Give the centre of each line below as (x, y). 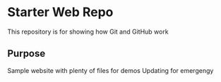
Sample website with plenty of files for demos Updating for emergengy (110, 70)
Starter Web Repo (60, 12)
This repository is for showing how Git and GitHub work (88, 32)
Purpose (26, 54)
